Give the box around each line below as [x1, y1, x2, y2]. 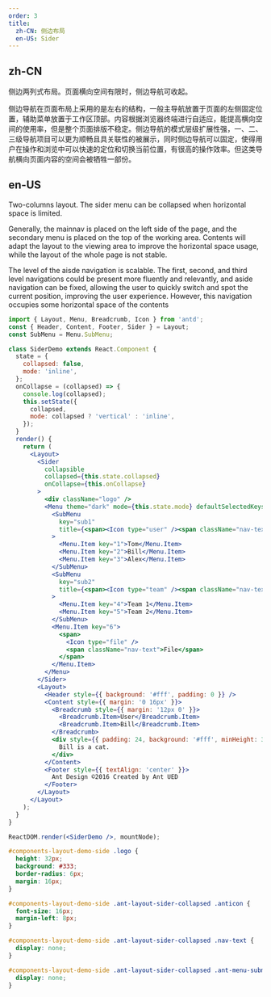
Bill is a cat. [59, 742, 110, 751]
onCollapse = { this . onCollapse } [44, 480, 147, 489]
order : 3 [8, 11, 38, 20]
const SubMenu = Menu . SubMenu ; [8, 330, 114, 339]
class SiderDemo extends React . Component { [8, 345, 157, 353]
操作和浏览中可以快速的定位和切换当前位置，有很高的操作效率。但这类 [22, 145, 256, 154]
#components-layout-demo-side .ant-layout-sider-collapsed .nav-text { [8, 936, 254, 945]
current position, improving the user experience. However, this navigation [8, 291, 252, 301]
